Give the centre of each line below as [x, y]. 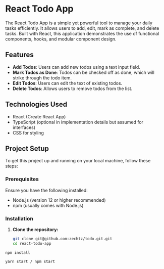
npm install [18, 253]
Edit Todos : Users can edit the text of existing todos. [67, 83]
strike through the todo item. [42, 78]
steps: [12, 166]
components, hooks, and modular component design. [61, 39]
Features [19, 55]
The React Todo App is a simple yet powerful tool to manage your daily [79, 23]
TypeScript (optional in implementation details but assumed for [78, 122]
